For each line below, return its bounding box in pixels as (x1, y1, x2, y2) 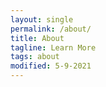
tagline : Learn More (10, 42, 97, 53)
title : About (10, 33, 65, 43)
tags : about (10, 52, 60, 62)
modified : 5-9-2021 (10, 61, 92, 71)
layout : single (10, 14, 74, 25)
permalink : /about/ (10, 24, 92, 34)
